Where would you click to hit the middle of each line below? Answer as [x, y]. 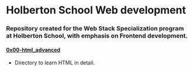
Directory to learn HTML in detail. [55, 63]
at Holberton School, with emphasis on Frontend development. [97, 36]
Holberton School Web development [96, 10]
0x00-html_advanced [33, 50]
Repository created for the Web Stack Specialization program [95, 29]
